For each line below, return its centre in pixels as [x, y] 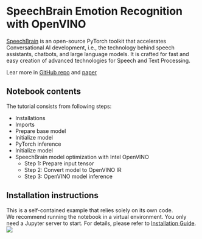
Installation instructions [52, 195]
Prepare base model [40, 131]
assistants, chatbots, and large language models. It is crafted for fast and [98, 54]
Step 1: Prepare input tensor [59, 163]
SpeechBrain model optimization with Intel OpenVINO [82, 157]
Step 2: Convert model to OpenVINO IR [73, 169]
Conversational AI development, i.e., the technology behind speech [90, 48]
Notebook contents [44, 92]
